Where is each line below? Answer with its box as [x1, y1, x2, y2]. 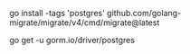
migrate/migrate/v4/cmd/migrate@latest [9, 17, 160, 28]
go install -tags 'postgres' [9, 8, 106, 18]
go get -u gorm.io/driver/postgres [9, 35, 136, 45]
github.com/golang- [107, 8, 182, 18]
